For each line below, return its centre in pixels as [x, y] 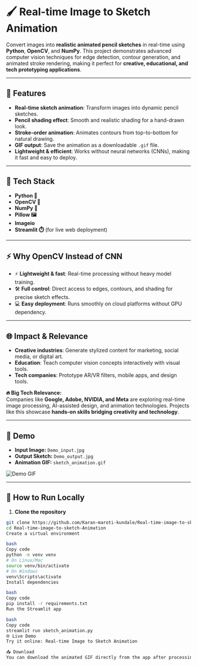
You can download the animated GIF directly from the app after [86, 658]
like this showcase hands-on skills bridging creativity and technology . [93, 412]
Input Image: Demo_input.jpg [50, 450]
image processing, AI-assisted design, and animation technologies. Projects [98, 406]
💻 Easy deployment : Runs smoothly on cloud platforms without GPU [98, 304]
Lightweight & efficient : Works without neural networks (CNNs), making [102, 151]
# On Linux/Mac [25, 560]
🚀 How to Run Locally [45, 497]
